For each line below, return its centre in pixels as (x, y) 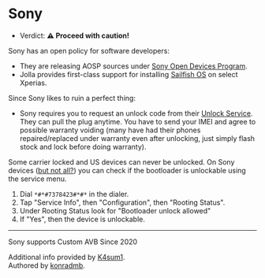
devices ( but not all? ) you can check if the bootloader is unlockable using (127, 170)
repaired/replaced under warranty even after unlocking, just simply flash (137, 138)
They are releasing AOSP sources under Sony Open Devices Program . (134, 66)
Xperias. (33, 83)
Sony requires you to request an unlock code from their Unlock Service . (136, 113)
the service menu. (37, 179)
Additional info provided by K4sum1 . (67, 257)
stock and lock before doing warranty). (83, 146)
